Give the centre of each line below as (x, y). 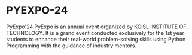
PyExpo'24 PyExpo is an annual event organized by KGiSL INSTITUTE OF (96, 27)
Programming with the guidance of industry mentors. (71, 46)
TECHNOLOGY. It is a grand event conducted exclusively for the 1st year (95, 33)
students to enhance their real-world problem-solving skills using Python (96, 39)
